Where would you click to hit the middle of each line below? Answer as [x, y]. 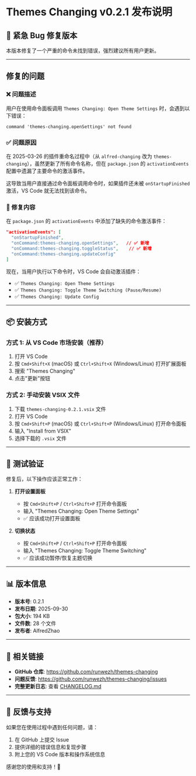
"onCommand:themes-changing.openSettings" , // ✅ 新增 [80, 243]
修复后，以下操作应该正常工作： [44, 479]
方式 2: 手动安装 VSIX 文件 [43, 395]
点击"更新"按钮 [32, 379]
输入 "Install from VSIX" [43, 431]
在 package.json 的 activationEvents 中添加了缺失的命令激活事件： [87, 221]
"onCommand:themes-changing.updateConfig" [64, 254]
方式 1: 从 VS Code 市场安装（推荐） [57, 342]
